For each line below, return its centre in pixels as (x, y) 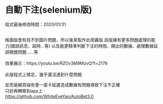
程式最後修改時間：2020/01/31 (36, 24)
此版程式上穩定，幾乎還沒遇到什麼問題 (43, 74)
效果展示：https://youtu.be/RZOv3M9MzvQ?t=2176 (56, 63)
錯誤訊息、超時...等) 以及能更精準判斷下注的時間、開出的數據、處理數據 (82, 46)
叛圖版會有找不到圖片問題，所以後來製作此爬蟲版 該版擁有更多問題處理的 (78, 40)
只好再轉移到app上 (24, 91)
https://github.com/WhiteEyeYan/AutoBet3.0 (49, 96)
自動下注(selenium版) (49, 10)
